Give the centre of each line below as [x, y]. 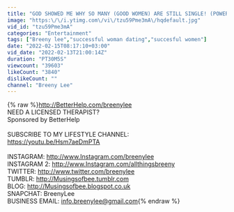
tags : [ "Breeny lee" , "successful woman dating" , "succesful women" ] [107, 40]
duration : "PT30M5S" [37, 59]
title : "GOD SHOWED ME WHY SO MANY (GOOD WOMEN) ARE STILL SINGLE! [107, 14]
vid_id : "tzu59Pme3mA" [40, 26]
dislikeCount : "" [32, 78]
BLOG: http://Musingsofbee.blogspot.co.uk [69, 186]
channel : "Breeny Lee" [40, 85]
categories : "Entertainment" [49, 33]
